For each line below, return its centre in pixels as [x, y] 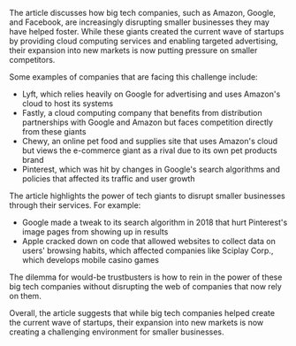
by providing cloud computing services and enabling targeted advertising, [144, 41]
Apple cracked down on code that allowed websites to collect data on [149, 241]
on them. [25, 296]
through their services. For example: [75, 205]
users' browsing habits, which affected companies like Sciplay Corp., [148, 250]
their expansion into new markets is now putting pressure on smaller [133, 50]
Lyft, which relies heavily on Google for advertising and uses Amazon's [151, 94]
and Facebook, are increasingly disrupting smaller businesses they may [139, 22]
